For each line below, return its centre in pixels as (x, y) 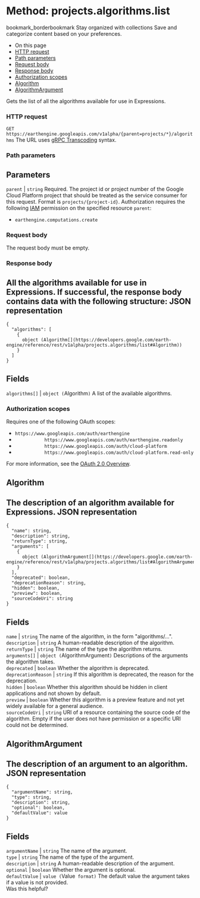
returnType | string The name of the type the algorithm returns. (84, 649)
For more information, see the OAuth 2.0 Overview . (68, 464)
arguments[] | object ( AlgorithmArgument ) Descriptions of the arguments (97, 656)
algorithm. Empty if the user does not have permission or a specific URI (94, 719)
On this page (30, 45)
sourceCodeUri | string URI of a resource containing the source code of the (98, 712)
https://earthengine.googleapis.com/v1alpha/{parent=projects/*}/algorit (100, 134)
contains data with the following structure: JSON (99, 301)
